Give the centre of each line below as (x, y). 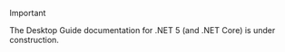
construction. (34, 40)
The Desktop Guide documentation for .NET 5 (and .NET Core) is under (142, 30)
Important (28, 13)
